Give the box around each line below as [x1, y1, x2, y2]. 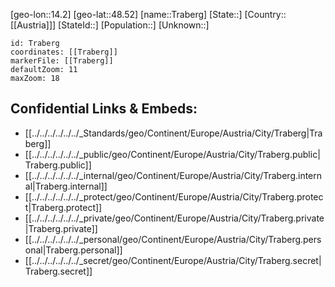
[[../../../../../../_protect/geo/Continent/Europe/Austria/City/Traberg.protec [24, 190, 324, 203]
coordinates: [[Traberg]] [10, 47, 118, 57]
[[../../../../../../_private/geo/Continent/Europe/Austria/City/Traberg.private [24, 212, 325, 224]
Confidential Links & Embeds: [10, 100, 198, 118]
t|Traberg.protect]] [24, 201, 103, 213]
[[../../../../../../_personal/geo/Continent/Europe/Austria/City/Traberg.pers [24, 233, 322, 245]
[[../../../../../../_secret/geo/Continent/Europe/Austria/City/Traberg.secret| [24, 254, 322, 266]
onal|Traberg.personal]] [24, 244, 123, 256]
